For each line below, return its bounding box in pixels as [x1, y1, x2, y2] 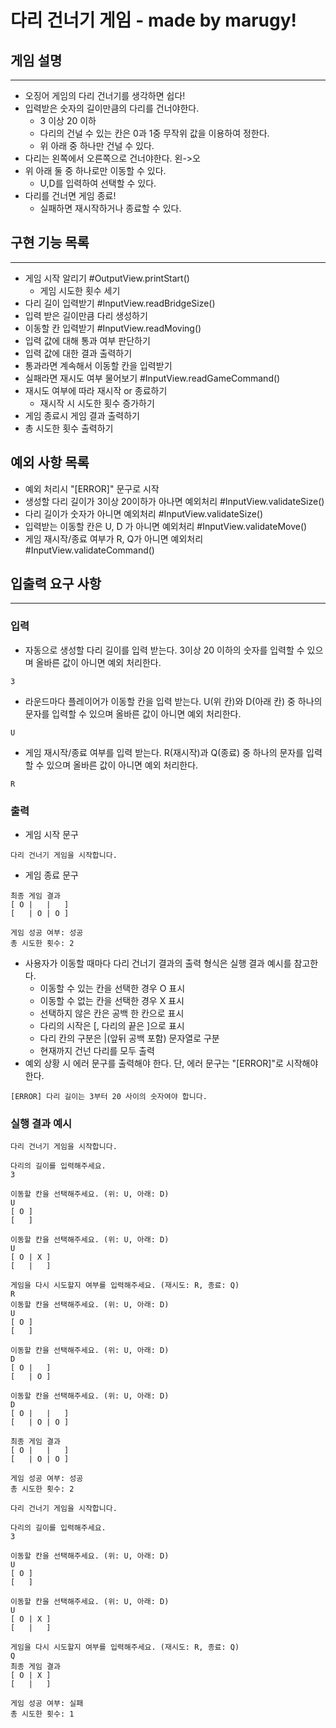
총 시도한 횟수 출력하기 [24, 422, 114, 434]
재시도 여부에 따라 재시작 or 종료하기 [24, 384, 168, 396]
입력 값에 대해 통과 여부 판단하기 [24, 334, 151, 346]
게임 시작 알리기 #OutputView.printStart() [24, 272, 190, 284]
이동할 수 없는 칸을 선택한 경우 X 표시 [39, 995, 185, 1007]
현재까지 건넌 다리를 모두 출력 [39, 1045, 155, 1057]
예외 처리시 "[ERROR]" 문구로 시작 [24, 482, 160, 495]
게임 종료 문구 [24, 869, 79, 881]
